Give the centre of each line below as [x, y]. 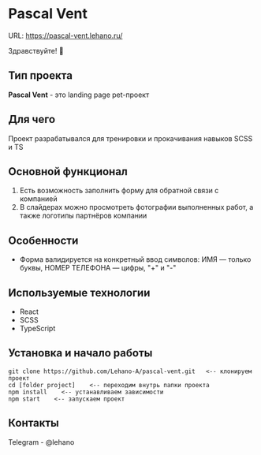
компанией [38, 199]
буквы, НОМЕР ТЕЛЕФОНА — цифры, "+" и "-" [98, 268]
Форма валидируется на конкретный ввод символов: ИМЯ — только [135, 259]
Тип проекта [41, 76]
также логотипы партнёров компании [83, 216]
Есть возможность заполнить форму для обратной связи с [119, 191]
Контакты [34, 423]
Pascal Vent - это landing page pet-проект [79, 95]
